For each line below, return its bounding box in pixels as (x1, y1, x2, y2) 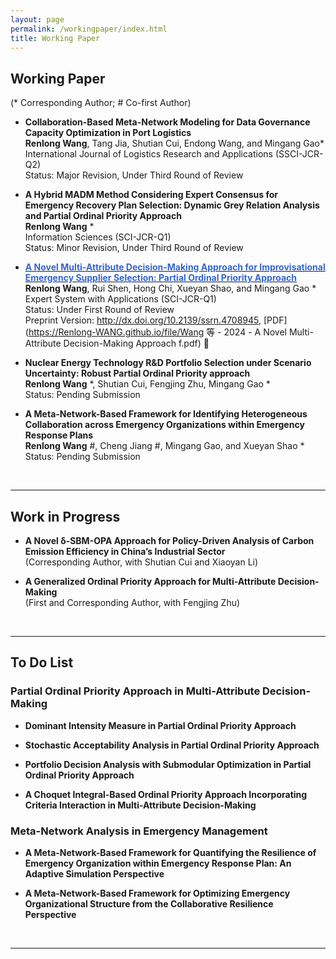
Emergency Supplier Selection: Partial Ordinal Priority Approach (24, 272, 298, 284)
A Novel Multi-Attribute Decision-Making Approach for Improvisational (24, 261, 326, 273)
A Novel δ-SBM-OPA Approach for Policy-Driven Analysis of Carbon (24, 535, 315, 546)
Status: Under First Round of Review (24, 304, 175, 316)
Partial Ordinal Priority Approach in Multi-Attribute (10, 684, 261, 698)
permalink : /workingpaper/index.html (10, 24, 168, 34)
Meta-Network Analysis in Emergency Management (10, 824, 268, 838)
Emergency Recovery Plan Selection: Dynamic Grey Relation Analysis (24, 199, 320, 211)
